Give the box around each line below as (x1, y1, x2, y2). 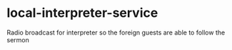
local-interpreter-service (6, 5, 158, 21)
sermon (6, 35, 29, 44)
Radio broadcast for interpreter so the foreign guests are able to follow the (6, 28, 226, 37)
